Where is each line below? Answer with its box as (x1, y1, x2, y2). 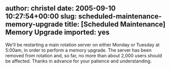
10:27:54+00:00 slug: (5, 12, 77, 21)
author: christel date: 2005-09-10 (5, 4, 116, 13)
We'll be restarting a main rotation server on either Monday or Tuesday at (5, 41, 160, 48)
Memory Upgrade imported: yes (5, 28, 110, 37)
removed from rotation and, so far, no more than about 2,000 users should (5, 52, 162, 58)
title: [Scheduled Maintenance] (64, 20, 166, 29)
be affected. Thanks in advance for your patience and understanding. (5, 58, 152, 64)
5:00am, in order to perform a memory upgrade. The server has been (5, 47, 152, 53)
